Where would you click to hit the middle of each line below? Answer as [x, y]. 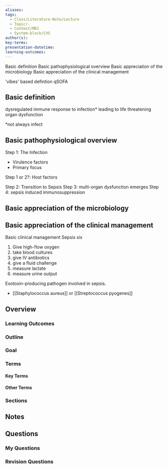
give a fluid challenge [35, 263]
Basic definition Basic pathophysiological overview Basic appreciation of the [84, 66]
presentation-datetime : [30, 47]
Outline [14, 337]
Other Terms [19, 387]
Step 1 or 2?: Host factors [31, 177]
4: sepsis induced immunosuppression [45, 192]
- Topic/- [20, 24]
